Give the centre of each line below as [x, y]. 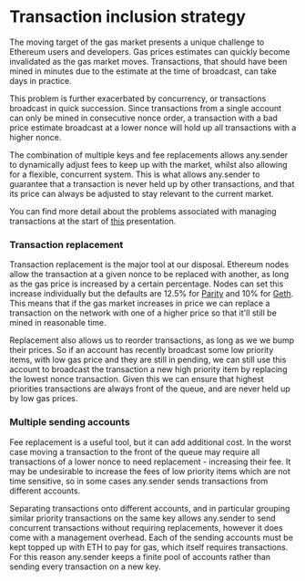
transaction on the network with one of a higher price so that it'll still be [143, 313]
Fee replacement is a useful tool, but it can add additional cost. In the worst [150, 442]
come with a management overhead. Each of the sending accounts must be [152, 537]
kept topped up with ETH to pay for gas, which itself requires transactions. [149, 547]
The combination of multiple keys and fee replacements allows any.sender [149, 155]
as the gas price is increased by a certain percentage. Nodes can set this [147, 284]
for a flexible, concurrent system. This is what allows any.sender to [135, 174]
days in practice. [41, 80]
